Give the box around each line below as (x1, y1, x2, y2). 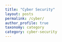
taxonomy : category (5, 25, 45, 30)
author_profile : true (5, 20, 49, 26)
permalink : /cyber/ (5, 16, 45, 21)
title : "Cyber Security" (5, 7, 55, 12)
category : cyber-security (5, 29, 57, 34)
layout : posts (5, 12, 34, 16)
